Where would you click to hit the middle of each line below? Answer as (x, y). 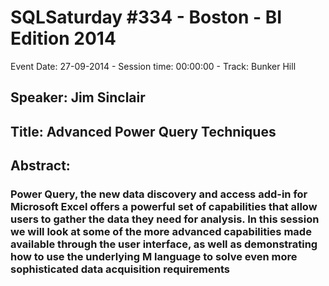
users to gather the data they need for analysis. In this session (165, 219)
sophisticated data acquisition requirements (120, 269)
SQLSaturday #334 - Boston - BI (146, 17)
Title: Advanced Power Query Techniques (143, 131)
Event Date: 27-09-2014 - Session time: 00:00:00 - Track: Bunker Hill (153, 66)
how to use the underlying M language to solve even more (154, 257)
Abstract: (40, 166)
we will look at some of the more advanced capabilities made (161, 232)
